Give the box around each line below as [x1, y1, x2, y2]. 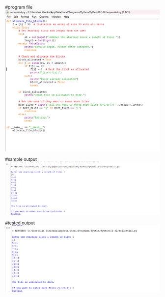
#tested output [5, 220, 35, 226]
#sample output [5, 156, 37, 162]
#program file [5, 4, 33, 10]
